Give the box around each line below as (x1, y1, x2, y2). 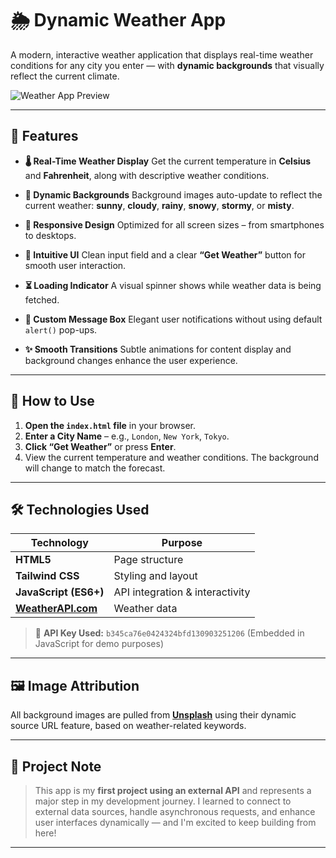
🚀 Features (10, 128, 79, 145)
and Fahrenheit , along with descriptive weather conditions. (24, 169, 270, 181)
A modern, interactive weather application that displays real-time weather (10, 48, 314, 61)
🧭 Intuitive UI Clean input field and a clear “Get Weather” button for (24, 248, 307, 261)
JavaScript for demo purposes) (34, 638, 165, 650)
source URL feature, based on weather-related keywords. (10, 720, 247, 732)
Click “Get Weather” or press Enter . (24, 440, 177, 452)
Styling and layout (113, 569, 198, 583)
